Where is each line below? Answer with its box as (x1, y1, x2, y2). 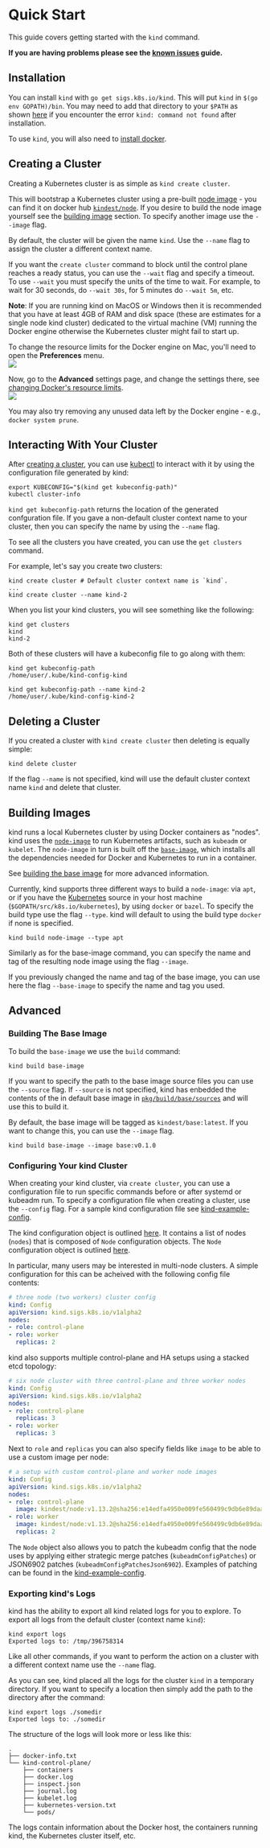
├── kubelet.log (22, 1794, 78, 1803)
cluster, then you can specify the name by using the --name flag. (8, 521, 220, 532)
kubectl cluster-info (8, 491, 81, 499)
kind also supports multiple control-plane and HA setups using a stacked (8, 1353, 249, 1363)
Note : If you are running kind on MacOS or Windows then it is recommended (8, 300, 262, 311)
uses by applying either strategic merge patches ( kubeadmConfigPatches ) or (8, 1550, 257, 1560)
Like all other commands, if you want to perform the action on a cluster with (8, 1652, 260, 1661)
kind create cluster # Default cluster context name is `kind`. (8, 577, 228, 585)
